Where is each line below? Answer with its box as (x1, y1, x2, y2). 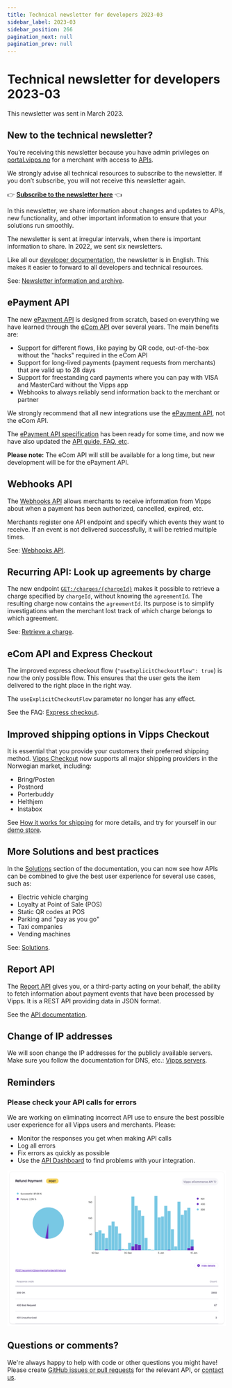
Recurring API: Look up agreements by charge (7, 566, 211, 578)
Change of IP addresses (7, 1030, 113, 1042)
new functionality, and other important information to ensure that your (7, 213, 207, 222)
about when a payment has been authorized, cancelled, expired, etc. (7, 504, 204, 512)
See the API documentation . (7, 1010, 88, 1019)
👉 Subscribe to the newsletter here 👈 (7, 190, 123, 199)
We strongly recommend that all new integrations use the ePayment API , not (7, 408, 226, 417)
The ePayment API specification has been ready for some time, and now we (7, 429, 224, 438)
